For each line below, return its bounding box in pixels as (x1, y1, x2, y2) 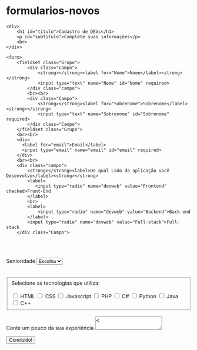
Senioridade (6, 257, 36, 264)
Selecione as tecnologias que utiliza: (11, 279, 100, 286)
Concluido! (9, 336, 32, 343)
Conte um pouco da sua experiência (6, 324, 94, 331)
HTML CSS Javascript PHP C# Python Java (20, 292, 178, 299)
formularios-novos (6, 4, 100, 18)
